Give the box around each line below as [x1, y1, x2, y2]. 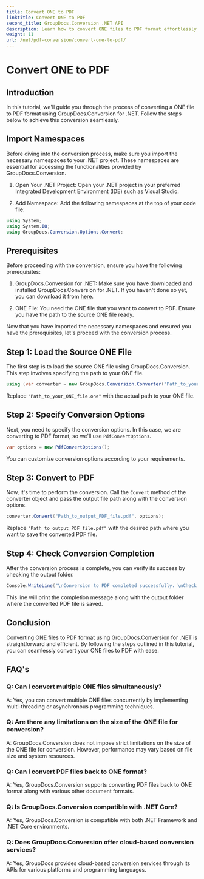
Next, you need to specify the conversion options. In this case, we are [6, 426, 181, 433]
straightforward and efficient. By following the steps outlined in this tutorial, [6, 640, 194, 647]
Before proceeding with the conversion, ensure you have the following [6, 262, 182, 269]
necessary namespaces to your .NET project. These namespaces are [6, 156, 179, 164]
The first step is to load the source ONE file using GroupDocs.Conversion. [6, 363, 191, 370]
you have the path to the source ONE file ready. [15, 311, 134, 319]
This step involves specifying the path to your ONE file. [6, 370, 144, 377]
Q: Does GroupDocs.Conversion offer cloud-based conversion [6, 838, 194, 847]
